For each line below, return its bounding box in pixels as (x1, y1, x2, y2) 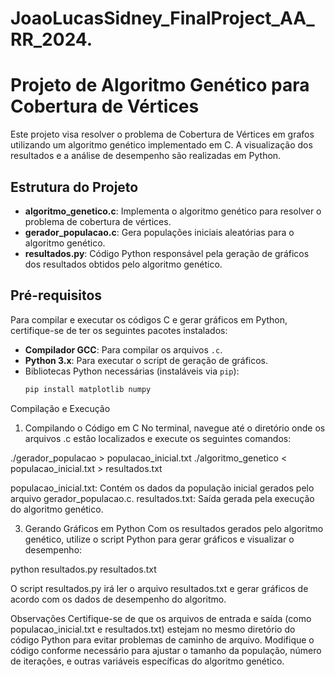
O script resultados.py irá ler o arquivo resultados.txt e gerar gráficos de (10, 582, 309, 594)
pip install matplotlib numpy (24, 384, 152, 394)
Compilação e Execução (10, 402, 111, 414)
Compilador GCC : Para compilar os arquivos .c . (24, 343, 223, 356)
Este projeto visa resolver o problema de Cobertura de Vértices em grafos (10, 128, 315, 141)
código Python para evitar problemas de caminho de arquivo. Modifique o (10, 633, 315, 646)
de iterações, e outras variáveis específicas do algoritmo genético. (10, 655, 285, 667)
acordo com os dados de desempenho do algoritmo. (10, 593, 227, 605)
